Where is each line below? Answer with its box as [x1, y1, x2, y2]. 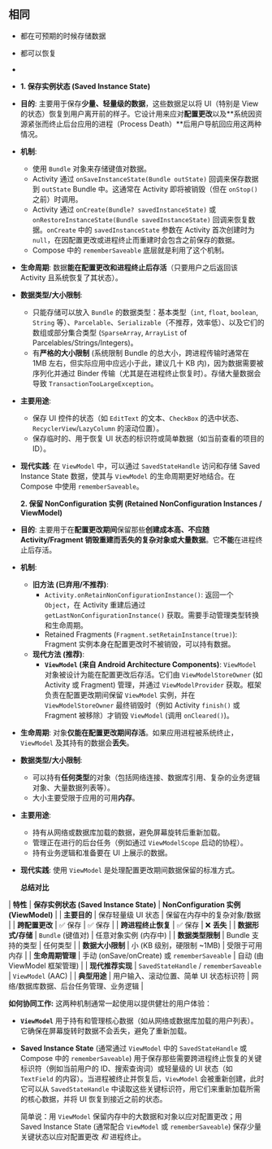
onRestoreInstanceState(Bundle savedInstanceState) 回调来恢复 [32, 214, 249, 224]
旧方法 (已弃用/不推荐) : [32, 579, 109, 589]
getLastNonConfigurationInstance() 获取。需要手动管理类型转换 [44, 610, 260, 620]
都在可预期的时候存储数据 [19, 31, 106, 41]
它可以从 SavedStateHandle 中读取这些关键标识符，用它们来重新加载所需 [19, 1084, 261, 1094]
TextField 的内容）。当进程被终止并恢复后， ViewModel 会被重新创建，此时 [19, 1073, 265, 1083]
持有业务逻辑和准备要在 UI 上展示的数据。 [32, 848, 172, 857]
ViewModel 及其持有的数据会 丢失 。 [19, 738, 134, 748]
